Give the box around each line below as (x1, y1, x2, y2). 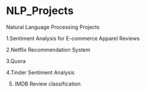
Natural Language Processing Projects (6, 23, 100, 30)
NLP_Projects (6, 4, 74, 18)
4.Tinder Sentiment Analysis (6, 69, 75, 76)
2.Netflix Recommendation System (6, 46, 90, 53)
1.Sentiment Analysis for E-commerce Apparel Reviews (6, 35, 140, 42)
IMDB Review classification (14, 80, 81, 87)
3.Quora (6, 57, 26, 64)
